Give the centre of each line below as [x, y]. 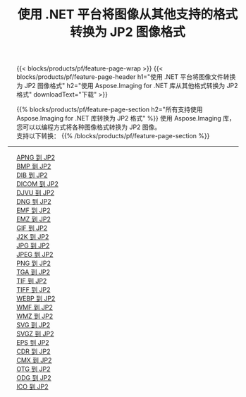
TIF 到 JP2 [32, 281]
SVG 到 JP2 [33, 325]
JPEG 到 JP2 [35, 255]
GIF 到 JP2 [32, 228]
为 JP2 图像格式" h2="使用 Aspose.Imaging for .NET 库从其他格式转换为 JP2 [127, 86]
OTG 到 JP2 [33, 369]
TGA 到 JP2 [33, 272]
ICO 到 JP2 [33, 387]
